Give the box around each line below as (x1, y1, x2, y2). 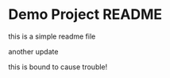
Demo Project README (8, 6, 163, 24)
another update (8, 46, 59, 56)
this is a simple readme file (8, 32, 96, 41)
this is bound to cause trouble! (8, 61, 108, 72)
